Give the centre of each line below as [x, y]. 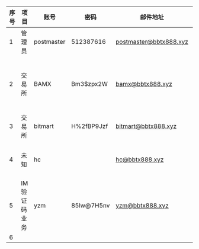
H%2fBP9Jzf [89, 126]
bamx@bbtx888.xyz [144, 84]
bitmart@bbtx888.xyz [146, 126]
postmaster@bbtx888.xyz [152, 42]
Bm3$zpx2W [89, 84]
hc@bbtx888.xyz [139, 159]
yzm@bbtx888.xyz [142, 205]
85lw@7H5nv [90, 205]
